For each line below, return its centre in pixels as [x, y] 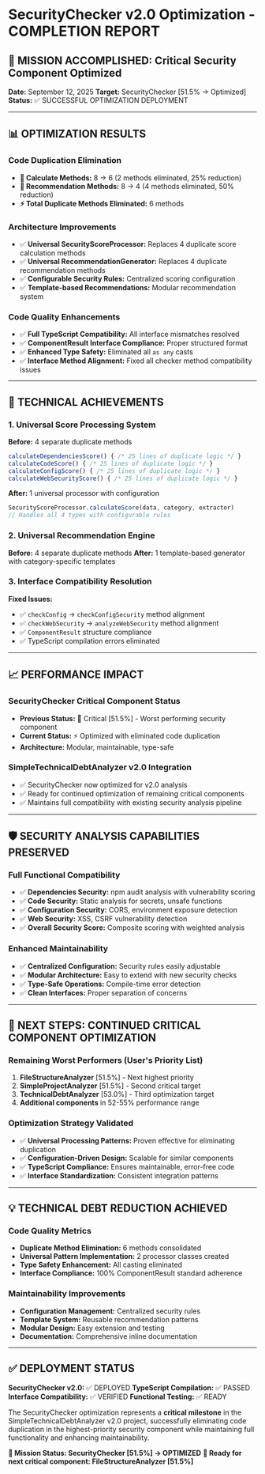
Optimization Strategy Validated [71, 1123]
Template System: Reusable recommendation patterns [109, 1319]
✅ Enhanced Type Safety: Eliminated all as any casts [106, 352]
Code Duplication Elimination [65, 161]
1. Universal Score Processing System [82, 425]
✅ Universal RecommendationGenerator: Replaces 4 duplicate [123, 261]
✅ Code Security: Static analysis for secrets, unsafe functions [121, 901]
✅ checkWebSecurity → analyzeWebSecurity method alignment [119, 623]
